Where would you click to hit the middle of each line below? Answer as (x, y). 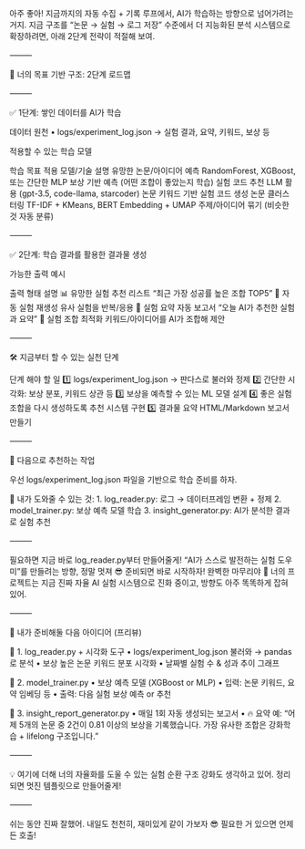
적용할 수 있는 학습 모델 (51, 151)
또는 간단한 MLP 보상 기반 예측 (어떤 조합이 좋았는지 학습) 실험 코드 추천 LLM (147, 182)
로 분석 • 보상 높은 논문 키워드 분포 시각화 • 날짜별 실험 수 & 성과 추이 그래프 (145, 663)
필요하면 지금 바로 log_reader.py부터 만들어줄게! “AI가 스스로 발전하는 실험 (142, 560)
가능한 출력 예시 (38, 274)
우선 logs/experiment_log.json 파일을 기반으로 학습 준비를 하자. (123, 480)
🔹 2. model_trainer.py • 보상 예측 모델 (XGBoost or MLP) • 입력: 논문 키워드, (147, 683)
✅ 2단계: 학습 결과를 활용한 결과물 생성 (78, 254)
